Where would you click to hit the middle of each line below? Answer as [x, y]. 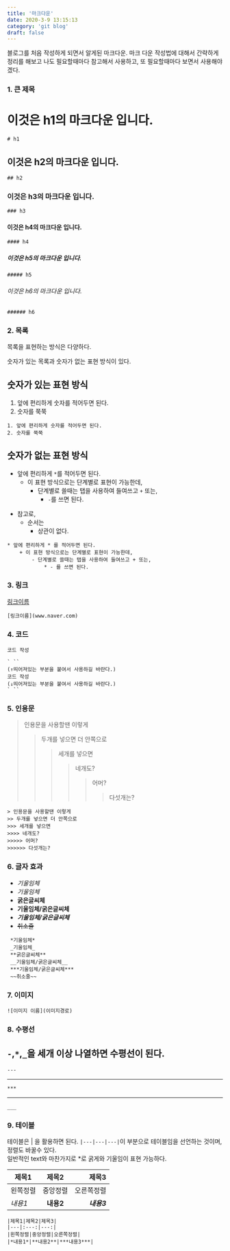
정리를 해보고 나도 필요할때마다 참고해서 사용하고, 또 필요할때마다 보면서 [103, 62]
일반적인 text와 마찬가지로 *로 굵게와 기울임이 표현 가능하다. [87, 1158]
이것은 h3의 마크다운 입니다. [51, 196]
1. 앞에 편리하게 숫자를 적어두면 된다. [55, 426]
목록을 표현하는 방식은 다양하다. [49, 346]
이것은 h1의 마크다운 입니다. [80, 120]
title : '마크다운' [30, 13]
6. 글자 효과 [25, 866]
